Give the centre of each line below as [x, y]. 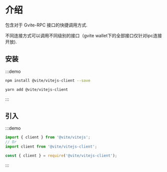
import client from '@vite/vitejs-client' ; [51, 147]
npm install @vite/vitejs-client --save [48, 80]
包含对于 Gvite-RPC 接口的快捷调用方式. [46, 25]
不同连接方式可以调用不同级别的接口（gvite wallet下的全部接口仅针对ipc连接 [84, 35]
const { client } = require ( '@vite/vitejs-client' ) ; [61, 156]
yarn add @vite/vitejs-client [37, 89]
